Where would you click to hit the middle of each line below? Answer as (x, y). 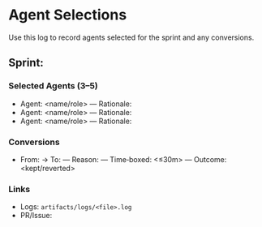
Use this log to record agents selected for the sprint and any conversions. (131, 37)
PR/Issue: (36, 216)
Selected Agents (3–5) (54, 86)
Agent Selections (68, 15)
